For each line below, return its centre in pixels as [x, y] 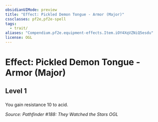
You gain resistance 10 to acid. [37, 105]
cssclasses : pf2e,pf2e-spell [36, 19]
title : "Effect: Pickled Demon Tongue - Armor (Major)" [65, 14]
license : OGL [19, 38]
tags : [11, 24]
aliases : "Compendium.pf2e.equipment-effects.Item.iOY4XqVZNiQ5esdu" [80, 33]
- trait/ [19, 28]
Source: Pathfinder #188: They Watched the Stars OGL [62, 115]
